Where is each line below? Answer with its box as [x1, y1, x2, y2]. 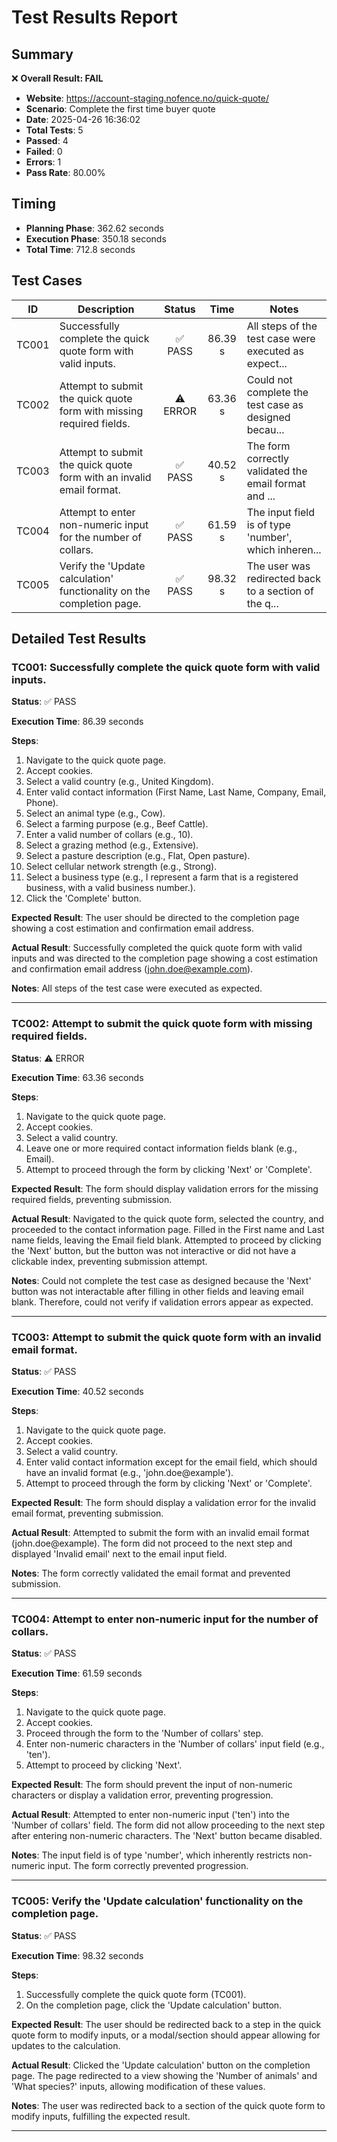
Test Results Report [11, 6, 178, 29]
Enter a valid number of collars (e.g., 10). [25, 829, 194, 841]
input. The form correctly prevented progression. [47, 1860, 249, 1872]
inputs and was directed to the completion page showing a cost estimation [11, 952, 319, 965]
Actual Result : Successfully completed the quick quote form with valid [11, 942, 303, 954]
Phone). [25, 797, 59, 809]
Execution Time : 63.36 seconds [11, 1071, 144, 1083]
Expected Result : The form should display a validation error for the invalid [11, 1496, 317, 1508]
